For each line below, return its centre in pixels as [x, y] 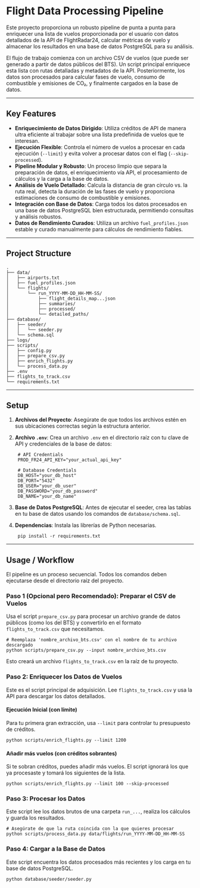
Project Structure [39, 254]
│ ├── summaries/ [41, 304]
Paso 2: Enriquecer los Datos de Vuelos [64, 677]
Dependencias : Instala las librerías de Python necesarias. [85, 525]
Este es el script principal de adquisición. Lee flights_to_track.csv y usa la [99, 690]
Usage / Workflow [40, 560]
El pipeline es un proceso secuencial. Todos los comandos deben [86, 575]
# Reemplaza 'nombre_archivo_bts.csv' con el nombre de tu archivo [92, 640]
